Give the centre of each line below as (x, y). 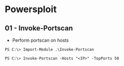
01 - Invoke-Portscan (39, 28)
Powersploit (31, 9)
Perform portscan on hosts (41, 40)
